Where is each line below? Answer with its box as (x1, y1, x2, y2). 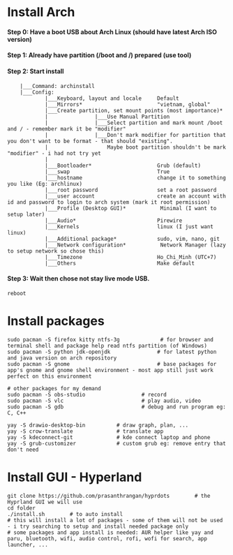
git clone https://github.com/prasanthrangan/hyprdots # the (7, 492, 211, 499)
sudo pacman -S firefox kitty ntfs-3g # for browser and (7, 336, 214, 343)
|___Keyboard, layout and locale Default (44, 95, 179, 102)
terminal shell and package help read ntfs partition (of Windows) (7, 342, 208, 349)
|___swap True (44, 168, 170, 175)
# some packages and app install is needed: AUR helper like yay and (7, 528, 214, 536)
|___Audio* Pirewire (44, 217, 183, 224)
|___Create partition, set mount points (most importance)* (44, 107, 223, 114)
